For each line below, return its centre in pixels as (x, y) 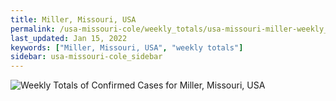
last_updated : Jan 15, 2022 (69, 38)
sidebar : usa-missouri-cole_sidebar (86, 57)
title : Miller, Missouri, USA (73, 19)
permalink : (33, 29)
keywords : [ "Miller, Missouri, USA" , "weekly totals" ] (127, 47)
